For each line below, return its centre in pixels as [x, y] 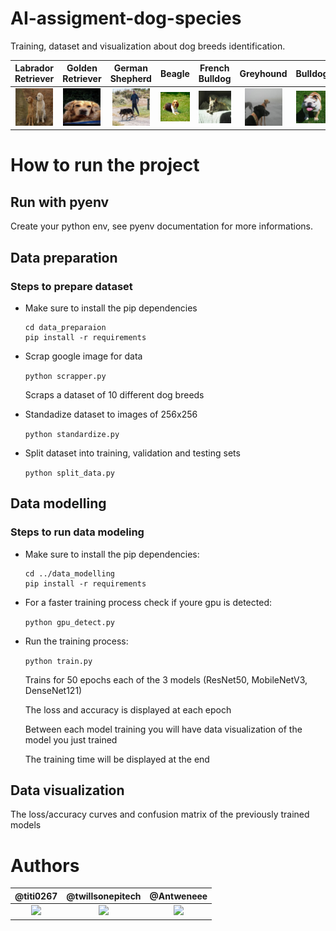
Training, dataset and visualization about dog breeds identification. [148, 46]
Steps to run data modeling [77, 532]
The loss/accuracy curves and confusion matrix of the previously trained [160, 814]
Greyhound [263, 73]
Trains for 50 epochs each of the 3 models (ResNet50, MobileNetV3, [166, 679]
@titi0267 [36, 896]
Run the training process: [76, 641]
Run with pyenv [60, 202]
